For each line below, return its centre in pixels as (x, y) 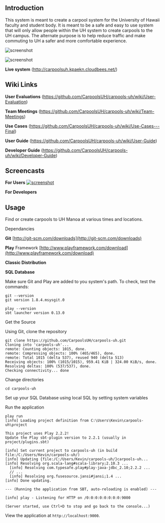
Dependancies (20, 229)
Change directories (25, 380)
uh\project (16, 425)
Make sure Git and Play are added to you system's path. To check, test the (80, 282)
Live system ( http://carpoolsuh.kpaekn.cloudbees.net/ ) (61, 69)
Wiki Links (21, 85)
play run (14, 417)
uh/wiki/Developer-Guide (30, 155)
